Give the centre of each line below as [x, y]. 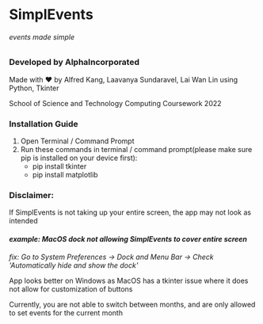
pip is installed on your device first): [79, 158]
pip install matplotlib [65, 175]
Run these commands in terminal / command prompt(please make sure [136, 150]
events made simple [42, 36]
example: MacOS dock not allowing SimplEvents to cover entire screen [128, 238]
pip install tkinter [59, 166]
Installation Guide [44, 124]
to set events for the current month [66, 313]
